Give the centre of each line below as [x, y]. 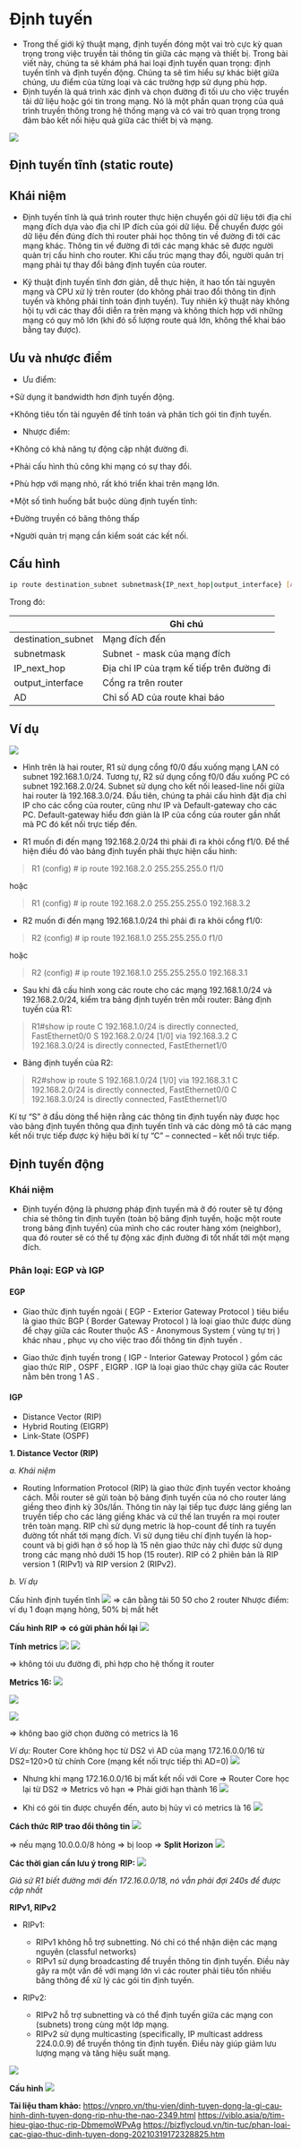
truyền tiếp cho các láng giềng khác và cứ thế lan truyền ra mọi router [151, 1517]
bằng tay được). [52, 330]
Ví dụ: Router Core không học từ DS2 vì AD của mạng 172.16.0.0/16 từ [137, 1751]
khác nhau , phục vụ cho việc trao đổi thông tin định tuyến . [132, 1341]
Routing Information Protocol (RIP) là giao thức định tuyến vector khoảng [156, 1488]
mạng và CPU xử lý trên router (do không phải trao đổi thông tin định [149, 292]
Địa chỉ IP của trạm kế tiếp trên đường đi [187, 668]
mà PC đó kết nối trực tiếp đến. [80, 824]
